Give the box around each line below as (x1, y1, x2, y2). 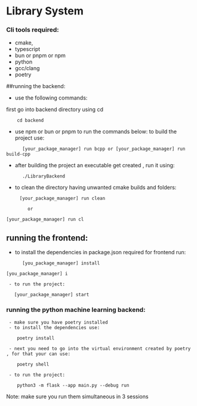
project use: (14, 134, 45, 142)
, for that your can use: (6, 351, 70, 357)
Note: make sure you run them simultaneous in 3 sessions (6, 393, 149, 400)
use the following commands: (14, 94, 88, 101)
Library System (6, 4, 84, 18)
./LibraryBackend (21, 173, 66, 179)
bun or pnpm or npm (14, 52, 66, 59)
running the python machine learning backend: (6, 306, 146, 314)
